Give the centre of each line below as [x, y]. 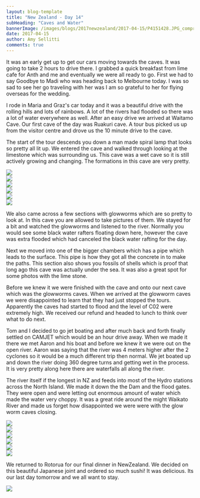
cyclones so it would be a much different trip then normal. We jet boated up [99, 356]
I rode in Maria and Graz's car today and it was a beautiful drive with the [95, 105]
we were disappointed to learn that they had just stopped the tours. [89, 300]
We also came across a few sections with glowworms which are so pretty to [99, 214]
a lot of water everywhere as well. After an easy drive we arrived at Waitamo [100, 117]
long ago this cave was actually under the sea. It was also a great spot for [96, 270]
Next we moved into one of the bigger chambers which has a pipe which [95, 250]
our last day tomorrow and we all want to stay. [63, 477]
